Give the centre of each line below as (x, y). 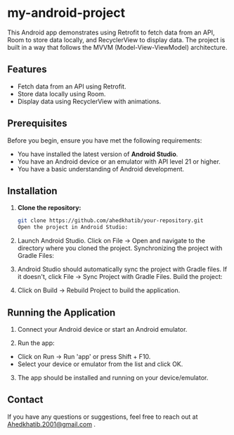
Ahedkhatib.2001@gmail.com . (52, 424)
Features (27, 69)
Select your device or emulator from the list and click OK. (100, 364)
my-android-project (66, 13)
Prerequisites (37, 123)
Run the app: (36, 343)
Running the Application (61, 312)
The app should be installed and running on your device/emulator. (113, 377)
